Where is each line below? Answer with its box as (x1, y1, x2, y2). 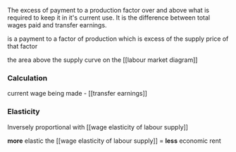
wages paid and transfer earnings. (7, 21, 107, 29)
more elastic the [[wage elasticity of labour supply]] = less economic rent (7, 137, 222, 145)
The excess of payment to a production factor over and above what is (7, 6, 210, 14)
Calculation (7, 73, 48, 83)
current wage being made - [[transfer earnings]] (7, 89, 148, 98)
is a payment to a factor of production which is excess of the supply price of (7, 34, 229, 43)
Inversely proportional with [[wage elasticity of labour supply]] (7, 122, 189, 131)
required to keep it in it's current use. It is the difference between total (7, 13, 210, 22)
